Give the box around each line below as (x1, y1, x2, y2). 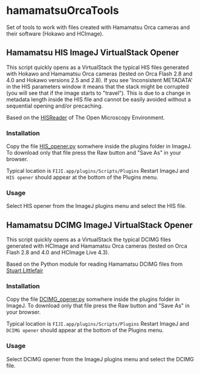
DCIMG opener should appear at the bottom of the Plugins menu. (6, 327, 164, 334)
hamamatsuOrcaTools (6, 4, 119, 18)
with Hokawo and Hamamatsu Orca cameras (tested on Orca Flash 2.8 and (6, 70, 193, 77)
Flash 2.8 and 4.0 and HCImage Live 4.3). (6, 249, 110, 256)
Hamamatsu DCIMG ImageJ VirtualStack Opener (6, 220, 193, 230)
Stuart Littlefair (6, 267, 44, 274)
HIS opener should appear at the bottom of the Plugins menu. (6, 173, 158, 181)
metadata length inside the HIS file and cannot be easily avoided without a (6, 95, 192, 103)
